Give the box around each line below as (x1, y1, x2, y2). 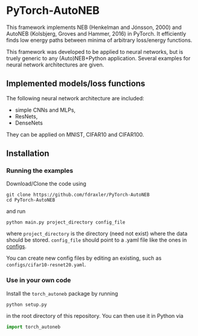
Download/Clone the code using (6, 180, 86, 187)
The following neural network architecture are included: (6, 94, 145, 102)
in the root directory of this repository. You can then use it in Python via (6, 312, 184, 319)
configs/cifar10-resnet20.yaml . (6, 261, 86, 268)
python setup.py (6, 302, 47, 308)
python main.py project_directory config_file (6, 219, 126, 225)
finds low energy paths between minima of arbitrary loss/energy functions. (6, 36, 193, 44)
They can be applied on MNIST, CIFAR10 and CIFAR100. (6, 131, 144, 138)
